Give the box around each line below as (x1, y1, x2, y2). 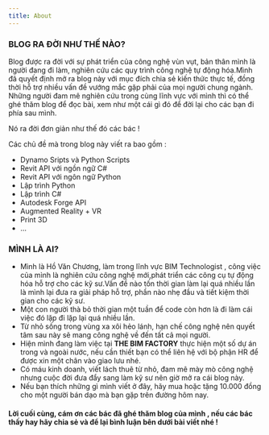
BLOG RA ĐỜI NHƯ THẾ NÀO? (8, 38, 126, 49)
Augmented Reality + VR (19, 206, 102, 216)
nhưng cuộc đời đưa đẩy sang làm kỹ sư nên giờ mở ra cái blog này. (19, 373, 245, 383)
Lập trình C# (19, 188, 62, 198)
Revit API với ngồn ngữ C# (19, 163, 107, 173)
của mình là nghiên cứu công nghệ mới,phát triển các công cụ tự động (19, 271, 254, 280)
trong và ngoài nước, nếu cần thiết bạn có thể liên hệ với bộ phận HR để (19, 347, 259, 357)
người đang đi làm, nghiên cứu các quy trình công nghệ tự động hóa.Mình (8, 65, 253, 75)
